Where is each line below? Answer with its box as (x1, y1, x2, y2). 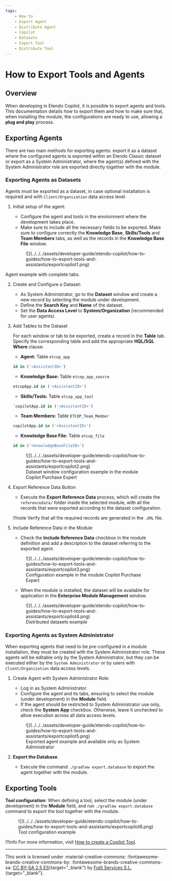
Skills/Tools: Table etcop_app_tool (20, 393, 94, 399)
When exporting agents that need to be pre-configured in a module (5, 643, 147, 650)
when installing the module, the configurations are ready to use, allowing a (5, 113, 163, 120)
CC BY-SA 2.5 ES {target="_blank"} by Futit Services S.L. (12, 865, 132, 871)
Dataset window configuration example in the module (25, 469, 138, 475)
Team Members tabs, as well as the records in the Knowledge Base (20, 235, 165, 241)
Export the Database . (12, 754, 59, 760)
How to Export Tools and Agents (5, 69, 145, 80)
